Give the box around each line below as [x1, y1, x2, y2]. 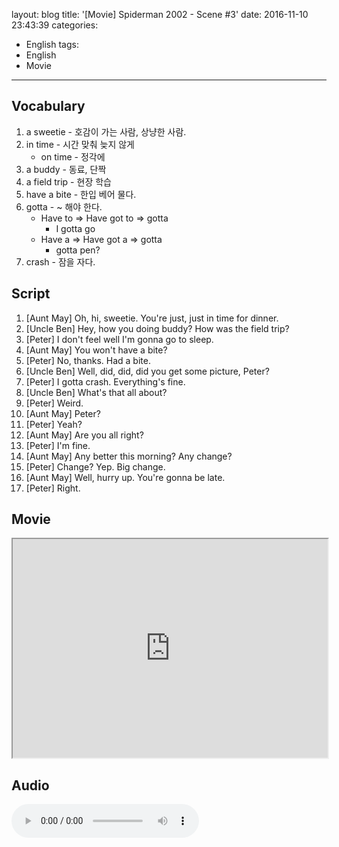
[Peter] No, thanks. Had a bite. [25, 354, 151, 366]
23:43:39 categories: [11, 19, 99, 31]
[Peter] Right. [25, 482, 81, 494]
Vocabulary [11, 98, 86, 115]
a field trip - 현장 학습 [25, 175, 112, 188]
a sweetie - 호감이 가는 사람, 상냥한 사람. [25, 125, 187, 138]
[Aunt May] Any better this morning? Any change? [25, 450, 233, 462]
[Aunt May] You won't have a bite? [25, 344, 168, 356]
